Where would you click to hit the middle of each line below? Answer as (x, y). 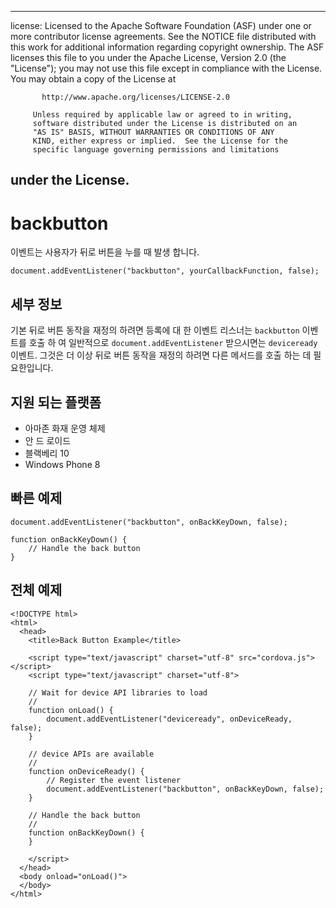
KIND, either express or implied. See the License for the (160, 141)
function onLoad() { (71, 710)
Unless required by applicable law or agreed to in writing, (162, 115)
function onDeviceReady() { (86, 771)
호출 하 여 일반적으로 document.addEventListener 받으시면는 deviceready (173, 343)
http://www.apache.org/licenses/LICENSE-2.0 (135, 97)
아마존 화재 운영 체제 (65, 428)
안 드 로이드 (48, 440)
